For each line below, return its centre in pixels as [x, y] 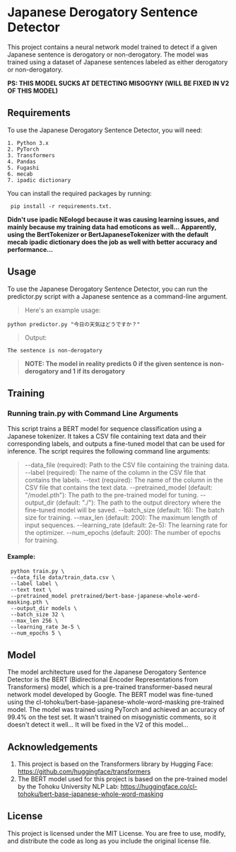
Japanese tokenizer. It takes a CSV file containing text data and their [107, 437]
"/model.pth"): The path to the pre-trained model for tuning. [112, 495]
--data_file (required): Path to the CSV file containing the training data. [127, 465]
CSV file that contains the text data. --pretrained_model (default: [118, 488]
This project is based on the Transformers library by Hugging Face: [115, 764]
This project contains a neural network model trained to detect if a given [112, 47]
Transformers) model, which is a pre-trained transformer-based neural [110, 687]
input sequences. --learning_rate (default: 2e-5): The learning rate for [126, 525]
